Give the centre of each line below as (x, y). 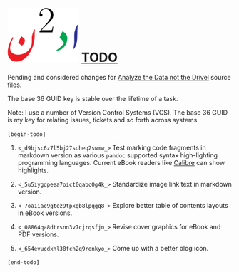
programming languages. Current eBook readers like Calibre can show (121, 162)
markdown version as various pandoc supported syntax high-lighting (117, 155)
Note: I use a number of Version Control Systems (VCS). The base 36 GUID (118, 112)
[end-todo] (24, 262)
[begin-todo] (27, 134)
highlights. (33, 170)
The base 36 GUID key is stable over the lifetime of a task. (93, 98)
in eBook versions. (45, 213)
